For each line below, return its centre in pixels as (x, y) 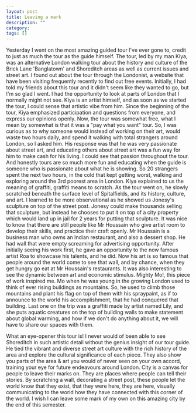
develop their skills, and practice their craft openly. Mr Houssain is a (88, 231)
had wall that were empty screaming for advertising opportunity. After (90, 244)
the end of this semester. (36, 405)
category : (18, 28)
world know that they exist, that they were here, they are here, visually (91, 386)
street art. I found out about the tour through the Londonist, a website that (95, 75)
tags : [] (17, 33)
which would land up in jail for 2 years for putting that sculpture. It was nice (97, 219)
